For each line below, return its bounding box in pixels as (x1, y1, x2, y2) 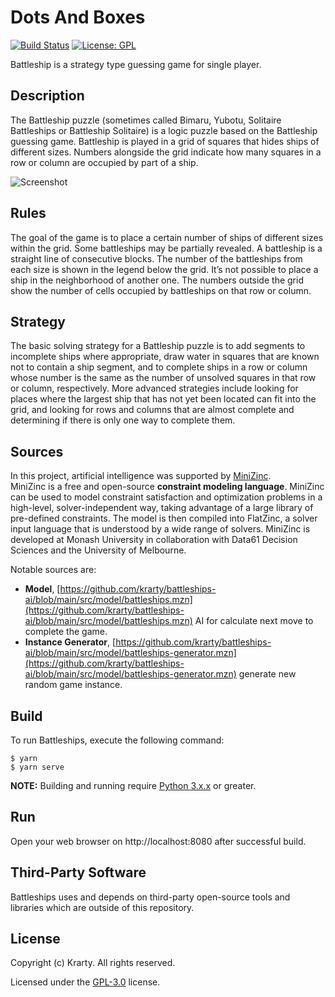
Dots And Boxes (10, 6, 146, 29)
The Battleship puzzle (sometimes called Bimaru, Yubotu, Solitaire (10, 114, 282, 126)
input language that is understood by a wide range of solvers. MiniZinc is (10, 523, 311, 535)
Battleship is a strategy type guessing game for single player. (10, 58, 262, 70)
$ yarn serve (10, 762, 65, 772)
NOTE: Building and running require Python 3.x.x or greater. (10, 780, 257, 791)
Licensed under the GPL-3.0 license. (10, 976, 161, 988)
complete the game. (24, 626, 108, 638)
